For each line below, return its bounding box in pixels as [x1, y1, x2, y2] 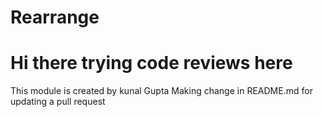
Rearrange [10, 6, 100, 29]
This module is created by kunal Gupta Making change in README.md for [10, 85, 313, 97]
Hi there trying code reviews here [10, 52, 293, 75]
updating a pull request [10, 96, 106, 108]
